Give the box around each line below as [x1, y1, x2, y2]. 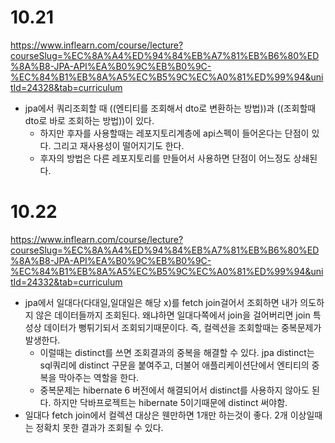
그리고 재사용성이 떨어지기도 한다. [53, 139, 185, 151]
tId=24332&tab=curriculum [10, 276, 123, 288]
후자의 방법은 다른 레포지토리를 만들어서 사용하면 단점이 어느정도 [39, 152, 292, 164]
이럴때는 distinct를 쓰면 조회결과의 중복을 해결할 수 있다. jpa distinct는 [39, 346, 315, 358]
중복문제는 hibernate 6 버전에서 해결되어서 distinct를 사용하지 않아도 [39, 384, 310, 396]
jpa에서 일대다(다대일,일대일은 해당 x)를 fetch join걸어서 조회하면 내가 [24, 296, 298, 308]
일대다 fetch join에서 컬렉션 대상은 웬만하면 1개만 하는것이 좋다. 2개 [24, 409, 288, 421]
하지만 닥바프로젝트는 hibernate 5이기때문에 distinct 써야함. [53, 396, 288, 408]
